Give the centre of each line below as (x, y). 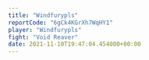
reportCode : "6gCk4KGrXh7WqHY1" (60, 23)
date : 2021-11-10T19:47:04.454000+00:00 (75, 44)
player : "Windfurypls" (45, 30)
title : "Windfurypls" (43, 15)
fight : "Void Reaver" (43, 37)
